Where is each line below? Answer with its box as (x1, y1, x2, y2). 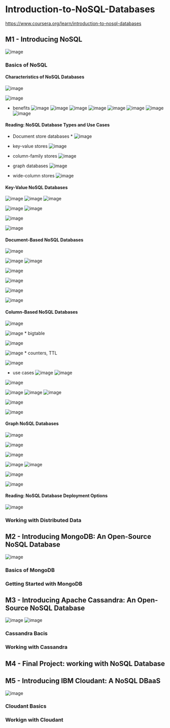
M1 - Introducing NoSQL (5, 35, 83, 44)
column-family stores (12, 153, 57, 159)
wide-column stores (12, 173, 55, 179)
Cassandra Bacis (5, 630, 48, 637)
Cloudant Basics (5, 703, 47, 710)
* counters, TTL (24, 350, 57, 356)
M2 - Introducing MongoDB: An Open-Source (5, 532, 151, 541)
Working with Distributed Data (5, 517, 82, 524)
